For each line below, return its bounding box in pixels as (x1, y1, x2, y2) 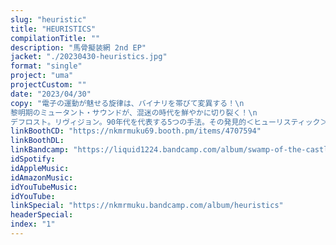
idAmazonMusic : (10, 172, 74, 183)
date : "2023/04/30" (10, 89, 92, 99)
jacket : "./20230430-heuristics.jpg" (10, 52, 168, 62)
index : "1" (10, 219, 56, 230)
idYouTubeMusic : (10, 182, 78, 192)
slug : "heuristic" (10, 14, 87, 25)
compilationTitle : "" (10, 33, 101, 43)
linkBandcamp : (10, 145, 70, 155)
